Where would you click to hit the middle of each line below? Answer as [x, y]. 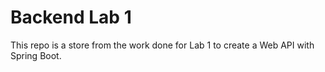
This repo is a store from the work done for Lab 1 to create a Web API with [162, 45]
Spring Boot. [36, 55]
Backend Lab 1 [71, 17]
